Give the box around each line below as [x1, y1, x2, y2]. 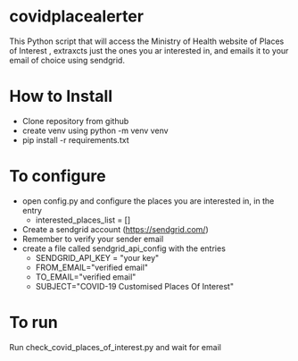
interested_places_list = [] [35, 214, 131, 225]
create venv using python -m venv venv [21, 125, 169, 136]
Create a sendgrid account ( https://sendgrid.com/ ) [21, 223, 209, 234]
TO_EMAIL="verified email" [35, 271, 137, 282]
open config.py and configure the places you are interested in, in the [21, 195, 275, 206]
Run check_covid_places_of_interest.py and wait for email [9, 341, 221, 352]
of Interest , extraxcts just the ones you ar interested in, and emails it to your [9, 45, 289, 55]
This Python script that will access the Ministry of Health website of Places [9, 36, 285, 46]
